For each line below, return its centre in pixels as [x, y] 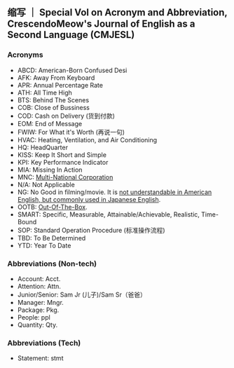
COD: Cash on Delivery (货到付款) [66, 116]
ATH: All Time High [44, 93]
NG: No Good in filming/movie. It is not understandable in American [115, 192]
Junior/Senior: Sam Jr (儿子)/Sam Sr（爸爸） [82, 294]
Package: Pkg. [38, 310]
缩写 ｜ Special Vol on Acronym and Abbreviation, [117, 13]
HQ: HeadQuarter [43, 147]
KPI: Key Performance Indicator [63, 162]
